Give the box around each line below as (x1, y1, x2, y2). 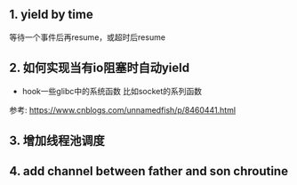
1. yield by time (9, 7, 93, 22)
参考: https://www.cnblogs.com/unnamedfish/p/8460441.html (9, 104, 237, 115)
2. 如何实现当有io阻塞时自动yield (9, 60, 189, 76)
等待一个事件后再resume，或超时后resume (9, 31, 166, 43)
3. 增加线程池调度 (9, 133, 105, 149)
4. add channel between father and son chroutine (9, 164, 289, 179)
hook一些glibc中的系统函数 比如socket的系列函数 (21, 85, 203, 96)
